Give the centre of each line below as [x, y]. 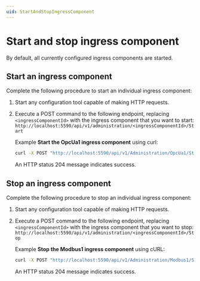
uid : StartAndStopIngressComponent [50, 12]
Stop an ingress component [59, 183]
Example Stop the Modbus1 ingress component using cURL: [90, 249]
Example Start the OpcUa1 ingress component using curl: [86, 142]
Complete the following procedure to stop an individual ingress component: [99, 198]
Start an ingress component [59, 76]
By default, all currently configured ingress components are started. [90, 58]
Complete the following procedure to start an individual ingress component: [99, 91]
